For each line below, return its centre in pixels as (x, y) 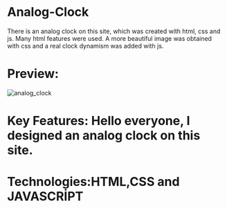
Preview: (33, 74)
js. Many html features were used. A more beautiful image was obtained (110, 38)
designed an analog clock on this (104, 136)
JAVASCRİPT (45, 197)
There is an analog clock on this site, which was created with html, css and (114, 31)
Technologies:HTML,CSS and (93, 182)
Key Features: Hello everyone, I (99, 121)
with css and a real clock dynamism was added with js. (85, 46)
